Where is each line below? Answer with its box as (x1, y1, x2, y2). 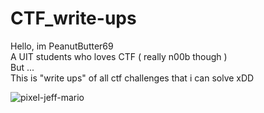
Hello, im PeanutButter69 (10, 40, 114, 52)
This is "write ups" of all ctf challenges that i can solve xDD (10, 72, 255, 84)
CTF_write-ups (10, 7, 137, 30)
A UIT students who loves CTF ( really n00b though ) (10, 50, 228, 62)
